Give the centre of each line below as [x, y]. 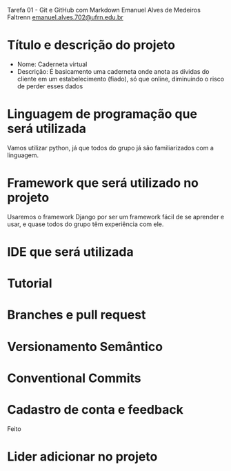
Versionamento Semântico [85, 347]
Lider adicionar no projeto [82, 456]
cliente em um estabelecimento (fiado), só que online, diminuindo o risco [121, 79]
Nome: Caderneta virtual [52, 64]
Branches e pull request [77, 315]
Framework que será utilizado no [103, 183]
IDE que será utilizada [71, 252]
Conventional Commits [74, 378]
